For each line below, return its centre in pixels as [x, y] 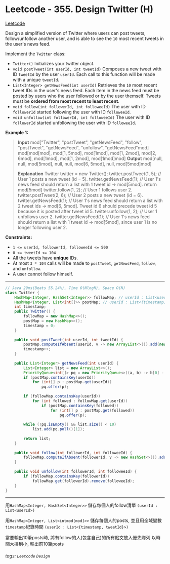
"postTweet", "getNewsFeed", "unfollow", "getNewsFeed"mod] [83, 147]
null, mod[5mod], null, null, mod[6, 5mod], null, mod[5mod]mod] [84, 164]
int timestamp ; [30, 307]
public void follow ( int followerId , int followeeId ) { [73, 453]
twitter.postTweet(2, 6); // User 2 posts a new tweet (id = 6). [80, 195]
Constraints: [19, 237]
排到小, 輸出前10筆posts [39, 544]
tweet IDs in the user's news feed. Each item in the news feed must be [86, 90]
